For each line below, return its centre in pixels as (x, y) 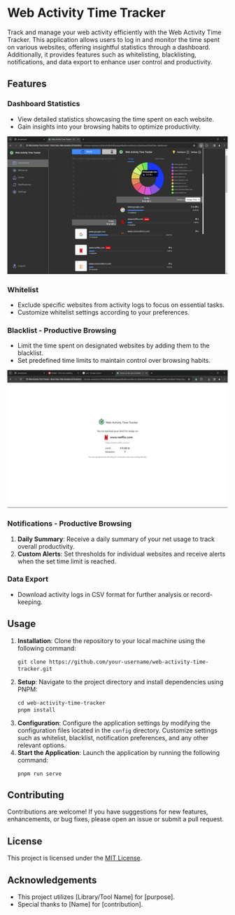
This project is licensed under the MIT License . (75, 858)
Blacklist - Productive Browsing (62, 330)
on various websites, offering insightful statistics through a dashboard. (109, 47)
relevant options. (42, 745)
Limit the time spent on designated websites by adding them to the (113, 346)
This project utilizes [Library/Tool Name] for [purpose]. (96, 897)
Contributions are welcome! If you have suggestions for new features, (108, 812)
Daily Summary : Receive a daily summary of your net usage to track (116, 539)
